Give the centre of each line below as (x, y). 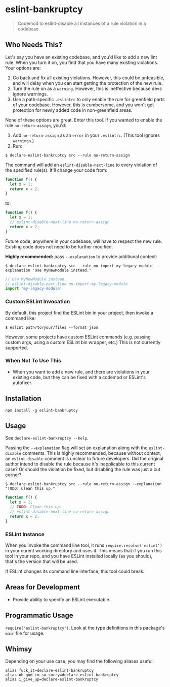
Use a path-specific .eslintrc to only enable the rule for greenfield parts (89, 99)
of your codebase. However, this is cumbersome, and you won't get (83, 105)
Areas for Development (42, 587)
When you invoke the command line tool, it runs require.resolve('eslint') (84, 545)
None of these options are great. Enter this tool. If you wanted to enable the (84, 120)
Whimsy (19, 649)
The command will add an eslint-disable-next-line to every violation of (81, 165)
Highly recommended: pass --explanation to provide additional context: (81, 256)
